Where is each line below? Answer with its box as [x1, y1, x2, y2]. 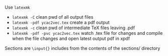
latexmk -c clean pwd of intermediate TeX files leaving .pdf [12, 25, 135, 31]
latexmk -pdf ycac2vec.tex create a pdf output [12, 20, 110, 25]
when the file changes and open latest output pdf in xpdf [12, 35, 130, 41]
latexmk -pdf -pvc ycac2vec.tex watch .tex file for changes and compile [12, 30, 163, 36]
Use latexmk [5, 5, 31, 10]
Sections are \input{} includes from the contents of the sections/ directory [5, 45, 160, 51]
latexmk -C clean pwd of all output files [12, 14, 94, 20]
